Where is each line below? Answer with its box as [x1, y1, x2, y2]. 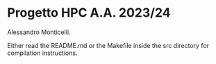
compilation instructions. [7, 49, 78, 57]
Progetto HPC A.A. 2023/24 [7, 5, 172, 21]
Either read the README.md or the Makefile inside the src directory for [7, 41, 210, 49]
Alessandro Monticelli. [7, 28, 71, 36]
